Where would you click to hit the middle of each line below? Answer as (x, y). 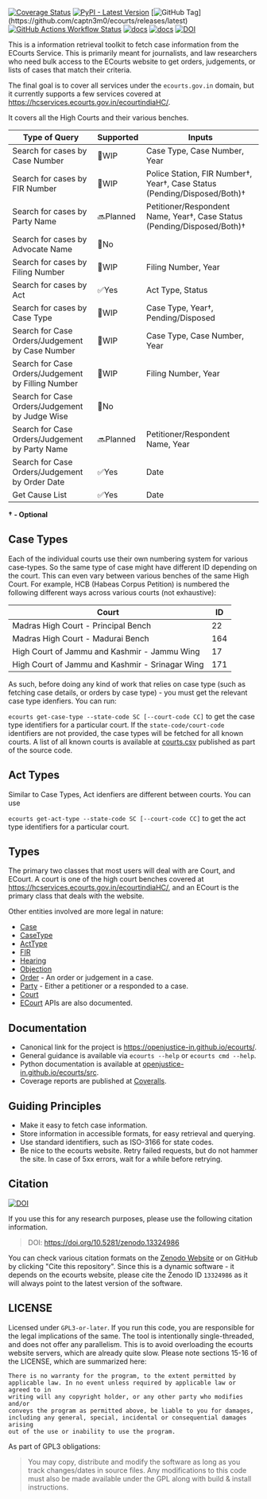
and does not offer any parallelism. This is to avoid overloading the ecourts (131, 1344)
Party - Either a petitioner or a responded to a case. (104, 986)
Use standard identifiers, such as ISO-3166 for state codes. (117, 1143)
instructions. (48, 1487)
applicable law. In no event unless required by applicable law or (122, 1383)
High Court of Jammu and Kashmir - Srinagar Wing (108, 664)
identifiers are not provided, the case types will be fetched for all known (126, 733)
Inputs (200, 137)
